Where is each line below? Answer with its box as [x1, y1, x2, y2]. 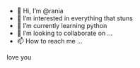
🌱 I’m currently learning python [16, 22, 107, 29]
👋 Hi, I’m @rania [16, 7, 64, 15]
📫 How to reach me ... [16, 37, 83, 45]
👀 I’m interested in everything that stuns [16, 14, 134, 22]
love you [6, 53, 32, 61]
